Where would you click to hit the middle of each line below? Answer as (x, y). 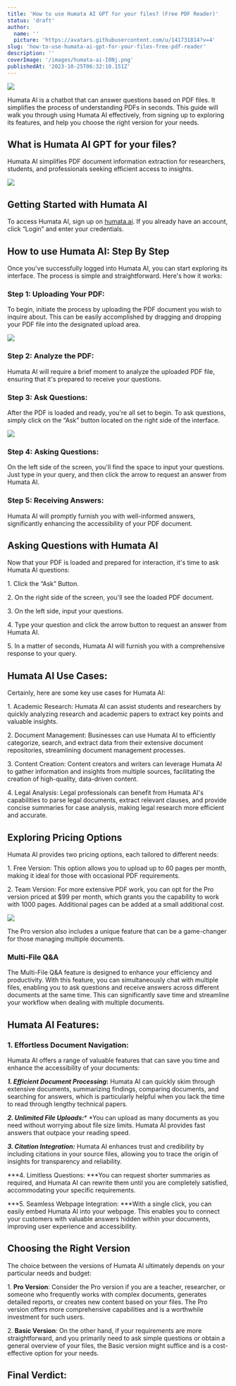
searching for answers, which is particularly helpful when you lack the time (116, 1096)
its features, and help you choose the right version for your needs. (103, 122)
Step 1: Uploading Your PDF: (56, 294)
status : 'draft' (31, 20)
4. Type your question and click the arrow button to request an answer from (117, 625)
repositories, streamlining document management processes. (96, 751)
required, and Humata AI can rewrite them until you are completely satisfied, (118, 1182)
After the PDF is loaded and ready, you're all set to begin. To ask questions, (117, 412)
